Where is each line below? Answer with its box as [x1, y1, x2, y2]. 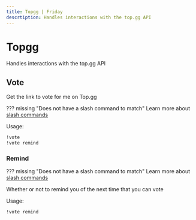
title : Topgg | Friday [6, 8, 63, 15]
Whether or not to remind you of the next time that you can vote [6, 186, 164, 193]
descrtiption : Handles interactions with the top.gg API [6, 14, 152, 20]
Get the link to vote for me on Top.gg [6, 94, 97, 101]
